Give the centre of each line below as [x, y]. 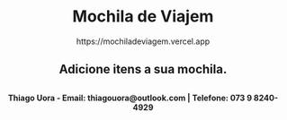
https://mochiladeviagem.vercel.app [143, 41]
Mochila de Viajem [143, 17]
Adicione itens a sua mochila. [143, 69]
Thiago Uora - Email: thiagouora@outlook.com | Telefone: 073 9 [130, 98]
